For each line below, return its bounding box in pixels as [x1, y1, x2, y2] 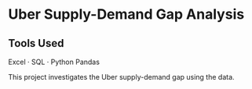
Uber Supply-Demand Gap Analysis [8, 5, 245, 23]
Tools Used [8, 37, 64, 50]
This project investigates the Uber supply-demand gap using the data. [8, 73, 235, 81]
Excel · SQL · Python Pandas [8, 57, 100, 66]
